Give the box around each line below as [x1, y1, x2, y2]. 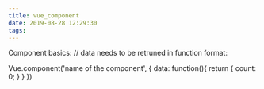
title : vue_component [8, 11, 80, 20]
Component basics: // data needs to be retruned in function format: [8, 48, 228, 58]
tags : [8, 26, 26, 34]
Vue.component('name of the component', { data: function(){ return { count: [8, 64, 256, 73]
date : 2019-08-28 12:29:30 [8, 19, 98, 27]
